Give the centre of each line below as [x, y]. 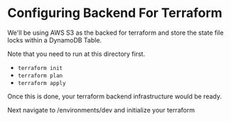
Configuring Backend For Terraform [115, 13]
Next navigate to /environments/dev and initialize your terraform [101, 110]
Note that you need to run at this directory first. [76, 54]
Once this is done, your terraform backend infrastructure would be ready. [115, 96]
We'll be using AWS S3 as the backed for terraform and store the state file [116, 33]
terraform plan [40, 76]
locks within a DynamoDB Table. [54, 40]
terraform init [40, 68]
